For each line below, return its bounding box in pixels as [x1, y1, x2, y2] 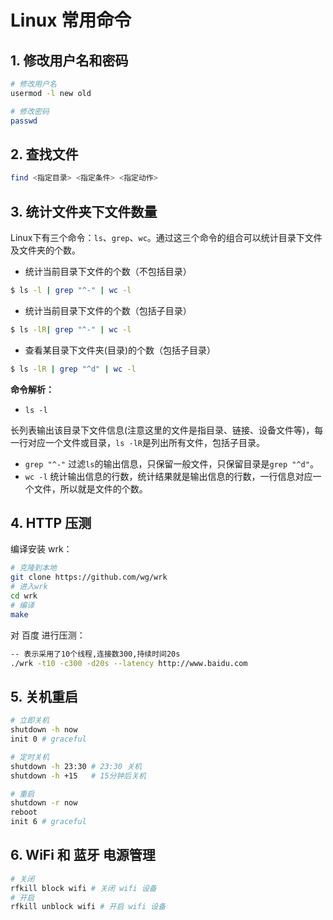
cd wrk [10, 591, 38, 601]
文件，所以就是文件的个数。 [33, 482, 148, 495]
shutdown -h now [10, 725, 78, 735]
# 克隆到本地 [10, 563, 57, 573]
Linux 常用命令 [10, 9, 132, 32]
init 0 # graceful [10, 734, 87, 744]
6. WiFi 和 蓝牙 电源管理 [10, 847, 156, 864]
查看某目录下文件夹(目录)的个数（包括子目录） [24, 344, 217, 356]
